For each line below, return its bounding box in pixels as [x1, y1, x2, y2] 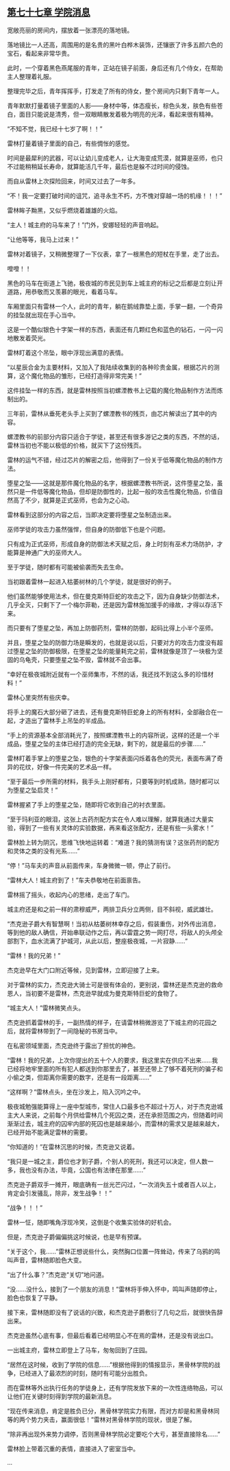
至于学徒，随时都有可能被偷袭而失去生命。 [7, 563, 127, 571]
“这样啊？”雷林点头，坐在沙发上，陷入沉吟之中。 [7, 1087, 145, 1096]
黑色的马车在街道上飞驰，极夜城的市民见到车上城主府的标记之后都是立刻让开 [7, 279, 223, 287]
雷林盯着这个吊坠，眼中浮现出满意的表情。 [7, 349, 127, 357]
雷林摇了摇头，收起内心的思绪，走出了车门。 [7, 891, 133, 899]
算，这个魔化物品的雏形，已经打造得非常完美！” [7, 371, 142, 379]
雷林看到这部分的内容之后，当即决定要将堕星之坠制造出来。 [7, 510, 175, 519]
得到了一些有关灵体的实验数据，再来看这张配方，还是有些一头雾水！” [18, 823, 214, 832]
